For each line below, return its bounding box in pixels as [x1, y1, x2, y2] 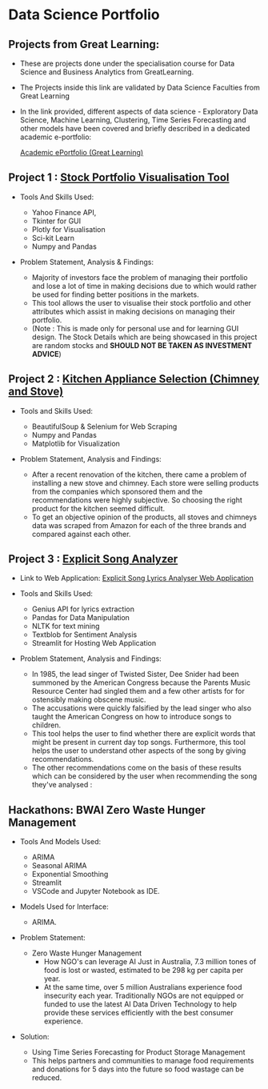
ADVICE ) [31, 349, 62, 358]
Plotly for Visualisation [31, 224, 106, 234]
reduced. [31, 1073, 62, 1083]
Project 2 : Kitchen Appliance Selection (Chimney [8, 372, 260, 386]
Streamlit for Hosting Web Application [31, 639, 157, 648]
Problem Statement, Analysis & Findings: [19, 257, 154, 266]
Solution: [19, 1032, 50, 1042]
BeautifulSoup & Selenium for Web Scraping [31, 422, 178, 431]
